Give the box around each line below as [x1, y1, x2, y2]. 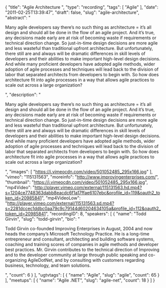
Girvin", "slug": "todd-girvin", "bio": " [5, 216, 80, 222]
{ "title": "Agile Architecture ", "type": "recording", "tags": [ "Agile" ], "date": [5, 4, 159, 10]
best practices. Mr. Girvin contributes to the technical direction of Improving [5, 247, 160, 252]
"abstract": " [5, 15, 31, 20]
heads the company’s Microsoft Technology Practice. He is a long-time [5, 231, 150, 237]
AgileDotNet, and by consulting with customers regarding [28, 257, 145, 263]
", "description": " [5, 92, 41, 97]
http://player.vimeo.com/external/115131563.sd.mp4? [7, 200, 115, 206]
